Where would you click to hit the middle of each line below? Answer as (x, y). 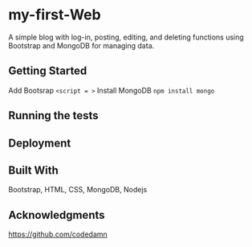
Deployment (40, 143)
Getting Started (48, 71)
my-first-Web (55, 15)
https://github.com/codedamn (58, 234)
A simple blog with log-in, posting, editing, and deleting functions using (126, 37)
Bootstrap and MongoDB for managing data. (81, 45)
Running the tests (53, 115)
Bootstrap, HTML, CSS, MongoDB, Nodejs (78, 190)
